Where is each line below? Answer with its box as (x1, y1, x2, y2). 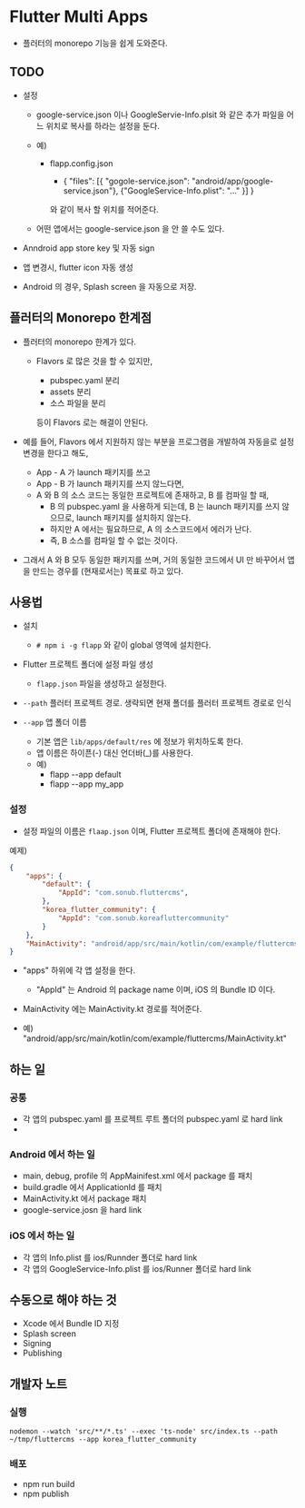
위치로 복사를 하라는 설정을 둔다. (45, 120, 161, 131)
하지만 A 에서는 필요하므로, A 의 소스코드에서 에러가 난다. (49, 523, 252, 534)
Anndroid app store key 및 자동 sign (22, 243, 155, 253)
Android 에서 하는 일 (9, 1147, 95, 1160)
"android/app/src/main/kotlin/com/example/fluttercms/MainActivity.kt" (22, 1033, 288, 1044)
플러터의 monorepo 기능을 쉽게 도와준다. (22, 37, 168, 48)
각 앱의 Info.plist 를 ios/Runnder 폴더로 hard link (22, 1252, 198, 1263)
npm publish (22, 1488, 70, 1500)
